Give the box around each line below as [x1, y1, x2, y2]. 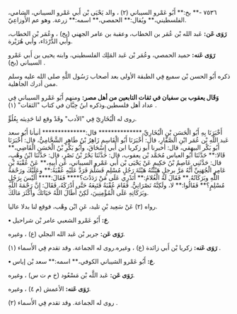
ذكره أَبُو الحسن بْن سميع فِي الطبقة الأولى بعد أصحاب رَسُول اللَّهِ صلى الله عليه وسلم [8, 72, 231, 80]
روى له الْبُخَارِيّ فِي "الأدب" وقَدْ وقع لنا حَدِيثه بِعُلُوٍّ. [8, 115, 137, 123]
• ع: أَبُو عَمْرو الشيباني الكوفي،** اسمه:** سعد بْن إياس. [8, 257, 156, 265]
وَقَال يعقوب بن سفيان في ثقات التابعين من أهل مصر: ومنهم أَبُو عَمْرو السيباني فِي [8, 94, 219, 101]
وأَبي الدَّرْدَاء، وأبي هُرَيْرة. [8, 37, 73, 45]
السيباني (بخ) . [8, 58, 45, 67]
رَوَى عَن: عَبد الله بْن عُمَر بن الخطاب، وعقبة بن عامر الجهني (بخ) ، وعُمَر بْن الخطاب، [8, 30, 227, 38]
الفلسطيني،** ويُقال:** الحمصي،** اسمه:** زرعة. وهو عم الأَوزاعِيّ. [8, 16, 187, 24]
